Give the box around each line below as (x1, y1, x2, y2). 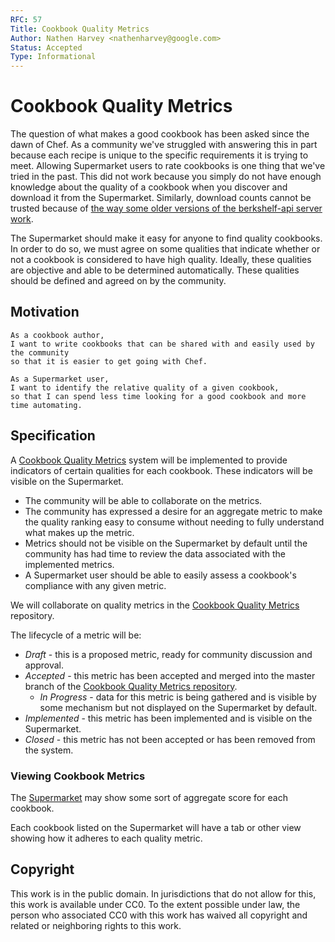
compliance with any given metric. (24, 579, 167, 591)
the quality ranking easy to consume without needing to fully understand (24, 516, 325, 528)
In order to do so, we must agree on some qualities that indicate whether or (10, 243, 321, 255)
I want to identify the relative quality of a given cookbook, (10, 382, 280, 393)
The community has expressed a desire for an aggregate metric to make (24, 505, 323, 517)
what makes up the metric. (24, 526, 135, 538)
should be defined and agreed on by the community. (10, 275, 227, 287)
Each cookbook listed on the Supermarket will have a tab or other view (10, 821, 302, 833)
